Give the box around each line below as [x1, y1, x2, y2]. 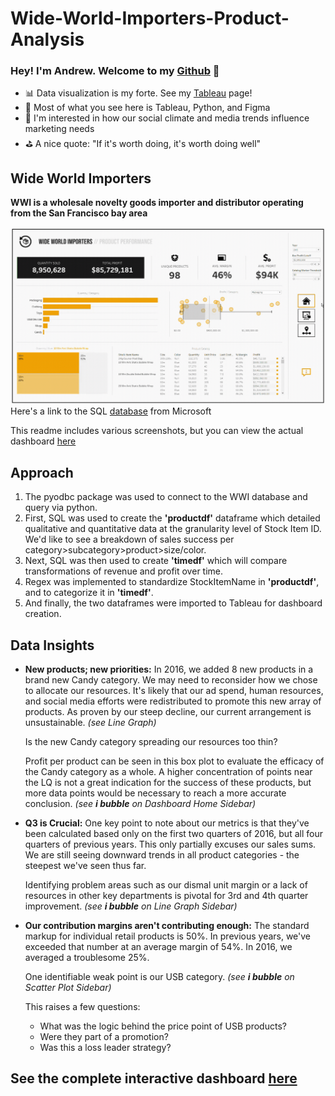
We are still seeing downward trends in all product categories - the [24, 848, 300, 861]
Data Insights [10, 637, 95, 654]
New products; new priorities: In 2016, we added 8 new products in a [24, 663, 314, 675]
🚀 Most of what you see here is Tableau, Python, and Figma [24, 102, 271, 114]
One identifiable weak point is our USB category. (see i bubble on [24, 970, 295, 982]
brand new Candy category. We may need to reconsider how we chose [24, 673, 318, 686]
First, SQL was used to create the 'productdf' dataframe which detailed [24, 512, 321, 524]
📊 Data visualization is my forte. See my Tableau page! [24, 87, 253, 99]
